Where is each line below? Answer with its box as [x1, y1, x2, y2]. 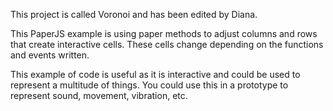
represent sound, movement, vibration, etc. [10, 90, 188, 101]
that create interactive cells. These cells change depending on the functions [10, 39, 324, 50]
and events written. [10, 49, 90, 61]
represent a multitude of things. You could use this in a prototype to [10, 79, 289, 91]
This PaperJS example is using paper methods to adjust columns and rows [10, 28, 318, 39]
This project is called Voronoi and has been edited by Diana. [10, 9, 258, 20]
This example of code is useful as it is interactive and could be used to [10, 69, 301, 80]
